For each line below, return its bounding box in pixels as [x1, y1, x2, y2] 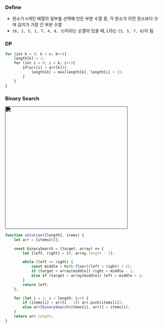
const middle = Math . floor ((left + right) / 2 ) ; [31, 264, 133, 269]
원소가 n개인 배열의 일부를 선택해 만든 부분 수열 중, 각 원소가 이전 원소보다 [12, 16, 153, 22]
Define [5, 4, 22, 11]
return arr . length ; [14, 314, 54, 319]
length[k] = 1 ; [14, 56, 45, 61]
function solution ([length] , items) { [5, 233, 84, 237]
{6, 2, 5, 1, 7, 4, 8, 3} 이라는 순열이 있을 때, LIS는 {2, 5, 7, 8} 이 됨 [12, 28, 154, 34]
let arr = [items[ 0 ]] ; [14, 237, 60, 242]
